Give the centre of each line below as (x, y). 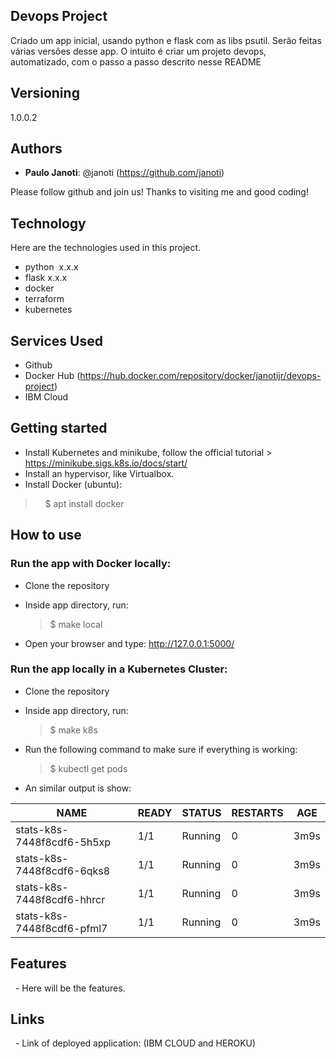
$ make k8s (73, 730)
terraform (44, 299)
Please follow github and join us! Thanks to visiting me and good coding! (159, 192)
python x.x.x (51, 267)
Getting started (59, 428)
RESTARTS (257, 812)
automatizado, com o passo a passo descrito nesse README (136, 61)
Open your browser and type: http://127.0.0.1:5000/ (129, 643)
